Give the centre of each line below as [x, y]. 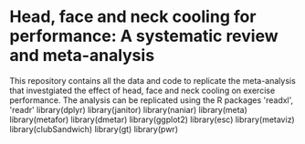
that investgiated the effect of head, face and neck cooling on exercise [142, 90]
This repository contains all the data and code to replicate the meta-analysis [153, 80]
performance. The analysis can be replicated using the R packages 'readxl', [152, 100]
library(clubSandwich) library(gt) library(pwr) [94, 129]
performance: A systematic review [144, 36]
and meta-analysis [82, 56]
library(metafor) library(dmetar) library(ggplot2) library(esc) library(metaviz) [152, 119]
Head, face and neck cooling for [133, 17]
